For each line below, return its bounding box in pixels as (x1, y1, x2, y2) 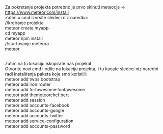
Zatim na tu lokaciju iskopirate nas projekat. (5, 61, 93, 66)
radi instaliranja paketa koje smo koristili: (5, 71, 87, 77)
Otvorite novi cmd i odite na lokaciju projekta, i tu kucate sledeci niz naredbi (5, 66, 159, 72)
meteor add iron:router (5, 81, 51, 87)
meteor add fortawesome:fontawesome (5, 87, 85, 92)
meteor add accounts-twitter (5, 113, 63, 118)
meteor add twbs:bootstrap (5, 76, 60, 82)
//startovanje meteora (5, 41, 49, 46)
